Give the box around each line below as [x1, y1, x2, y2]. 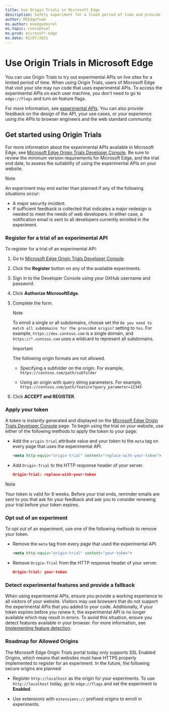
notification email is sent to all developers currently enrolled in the [12, 216, 149, 222]
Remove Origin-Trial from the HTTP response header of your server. [12, 560, 157, 566]
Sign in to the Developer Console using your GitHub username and [12, 275, 151, 281]
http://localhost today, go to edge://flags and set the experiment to [12, 680, 157, 687]
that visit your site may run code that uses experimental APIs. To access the [5, 84, 162, 91]
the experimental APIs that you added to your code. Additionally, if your [5, 604, 153, 610]
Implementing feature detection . [5, 625, 72, 631]
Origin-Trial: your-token [12, 570, 67, 575]
